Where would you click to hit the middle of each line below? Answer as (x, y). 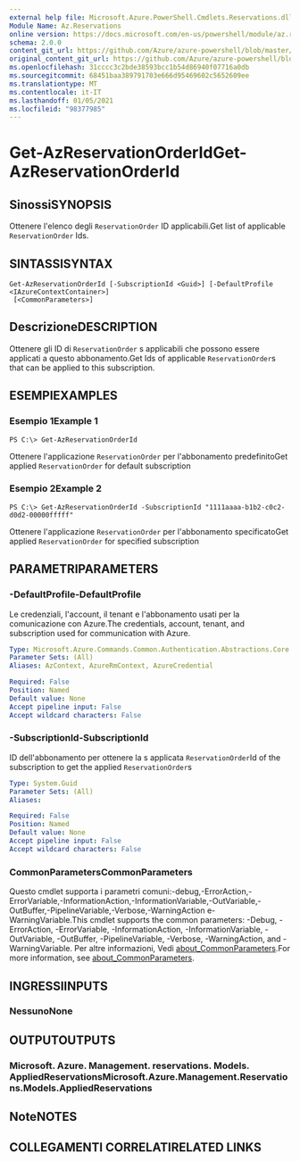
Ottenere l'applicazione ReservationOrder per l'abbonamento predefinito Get (149, 456)
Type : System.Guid (43, 783)
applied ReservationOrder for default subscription (100, 466)
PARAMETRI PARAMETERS (84, 569)
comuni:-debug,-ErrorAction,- (197, 891)
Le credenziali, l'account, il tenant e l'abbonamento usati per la (125, 614)
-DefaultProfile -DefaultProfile (75, 594)
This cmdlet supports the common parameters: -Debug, (175, 920)
